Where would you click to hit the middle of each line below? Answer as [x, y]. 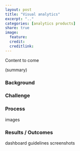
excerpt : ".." [20, 19]
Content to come [22, 60]
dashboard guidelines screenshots [40, 143]
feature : [18, 37]
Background [20, 83]
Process [15, 109]
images [13, 120]
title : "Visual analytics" [33, 14]
